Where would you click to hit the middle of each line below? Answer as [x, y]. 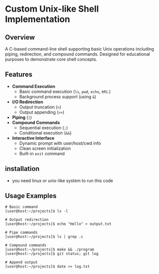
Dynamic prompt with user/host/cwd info [60, 143]
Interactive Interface [33, 138]
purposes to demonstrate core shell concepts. [51, 59]
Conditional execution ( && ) [45, 133]
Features [19, 75]
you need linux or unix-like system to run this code [63, 181]
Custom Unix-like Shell [52, 9]
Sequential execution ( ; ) [43, 128]
